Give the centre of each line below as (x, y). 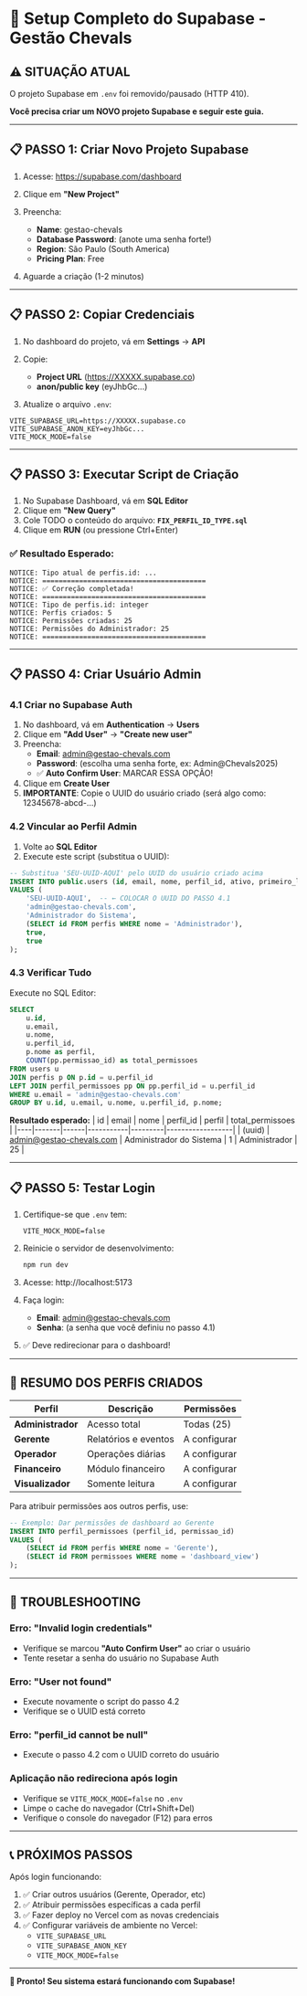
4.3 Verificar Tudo (51, 973)
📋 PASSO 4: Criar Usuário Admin (106, 675)
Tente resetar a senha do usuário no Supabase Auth (121, 1658)
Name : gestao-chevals (79, 229)
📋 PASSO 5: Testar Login (82, 1188)
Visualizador (42, 1484)
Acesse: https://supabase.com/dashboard (102, 176)
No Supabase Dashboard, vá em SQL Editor (106, 501)
